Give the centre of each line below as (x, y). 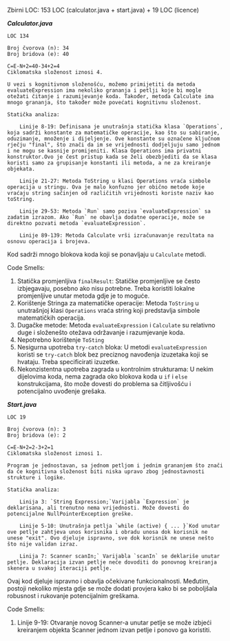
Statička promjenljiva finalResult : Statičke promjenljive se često (109, 281)
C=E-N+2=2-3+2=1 (30, 448)
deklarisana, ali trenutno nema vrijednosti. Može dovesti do (98, 508)
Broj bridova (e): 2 (37, 435)
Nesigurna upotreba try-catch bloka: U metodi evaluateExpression (112, 347)
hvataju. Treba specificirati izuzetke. (69, 362)
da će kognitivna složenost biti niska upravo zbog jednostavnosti (106, 472)
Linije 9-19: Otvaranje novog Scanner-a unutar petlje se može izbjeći (114, 622)
